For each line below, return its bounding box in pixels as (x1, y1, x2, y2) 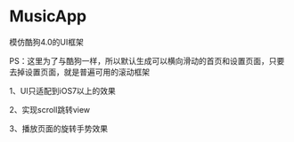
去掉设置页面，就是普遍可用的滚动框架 (9, 67, 150, 77)
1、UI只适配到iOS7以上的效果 (9, 85, 116, 96)
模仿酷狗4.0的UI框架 (9, 36, 85, 47)
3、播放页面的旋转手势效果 (9, 122, 109, 134)
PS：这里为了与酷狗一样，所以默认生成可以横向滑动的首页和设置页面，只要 (9, 55, 285, 66)
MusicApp (9, 6, 87, 27)
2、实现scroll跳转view (9, 104, 91, 114)
